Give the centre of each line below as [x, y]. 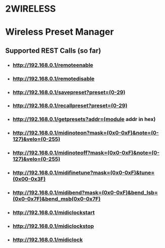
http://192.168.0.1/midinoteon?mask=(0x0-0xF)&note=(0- [86, 133]
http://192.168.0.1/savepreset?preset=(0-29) [69, 92]
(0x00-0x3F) [29, 179]
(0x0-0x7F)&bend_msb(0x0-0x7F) [56, 199]
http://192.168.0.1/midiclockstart [54, 212]
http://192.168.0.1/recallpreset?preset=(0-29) [70, 106]
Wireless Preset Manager [59, 32]
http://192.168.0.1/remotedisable [53, 78]
